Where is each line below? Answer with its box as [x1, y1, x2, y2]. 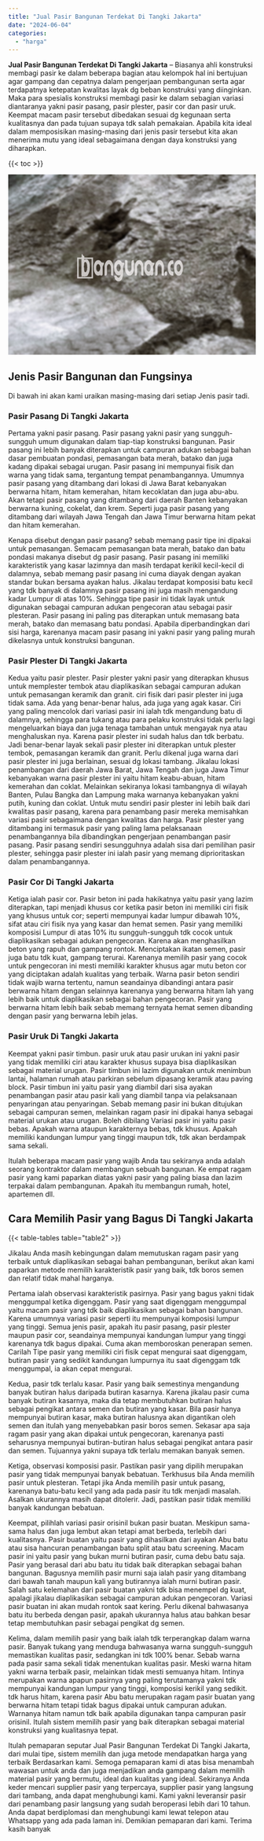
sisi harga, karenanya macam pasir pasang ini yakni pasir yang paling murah [8, 627, 255, 637]
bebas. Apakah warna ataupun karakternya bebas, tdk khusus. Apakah [8, 1124, 237, 1134]
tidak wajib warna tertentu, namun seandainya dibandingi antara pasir [8, 978, 234, 987]
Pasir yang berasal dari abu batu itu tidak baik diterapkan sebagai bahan [8, 1560, 242, 1569]
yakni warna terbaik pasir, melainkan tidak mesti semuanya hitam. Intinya [8, 1666, 244, 1676]
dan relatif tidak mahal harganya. [8, 1273, 115, 1283]
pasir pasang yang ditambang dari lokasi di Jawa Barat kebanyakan [8, 478, 227, 487]
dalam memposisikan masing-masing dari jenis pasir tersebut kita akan [8, 127, 238, 137]
